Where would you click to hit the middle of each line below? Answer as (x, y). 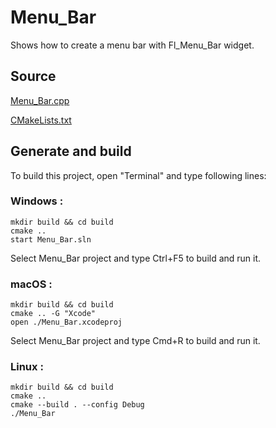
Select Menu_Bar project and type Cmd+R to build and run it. (135, 341)
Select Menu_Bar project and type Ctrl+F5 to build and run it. (136, 258)
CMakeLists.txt (41, 120)
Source (33, 76)
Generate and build (71, 151)
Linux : (27, 367)
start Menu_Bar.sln (51, 239)
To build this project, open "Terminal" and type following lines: (138, 175)
